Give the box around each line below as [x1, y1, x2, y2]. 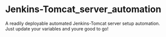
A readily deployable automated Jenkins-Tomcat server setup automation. [5, 20, 160, 26]
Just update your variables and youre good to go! [5, 25, 109, 31]
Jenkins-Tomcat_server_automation [5, 4, 161, 15]
